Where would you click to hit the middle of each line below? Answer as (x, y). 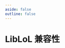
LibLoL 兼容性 (32, 39)
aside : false (18, 9)
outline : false (20, 14)
